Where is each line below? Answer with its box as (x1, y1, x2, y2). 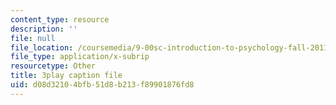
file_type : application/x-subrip (10, 52, 150, 62)
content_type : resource (10, 14, 110, 25)
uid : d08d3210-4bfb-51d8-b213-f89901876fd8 (10, 80, 195, 90)
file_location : (10, 42, 74, 53)
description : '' (10, 24, 78, 34)
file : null (10, 33, 56, 43)
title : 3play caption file (10, 71, 123, 81)
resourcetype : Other (10, 61, 97, 71)
